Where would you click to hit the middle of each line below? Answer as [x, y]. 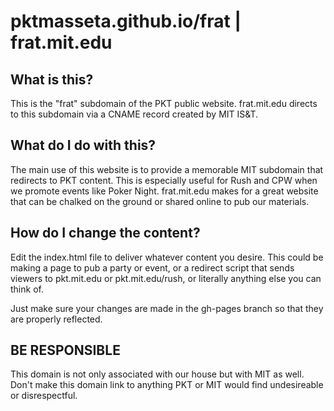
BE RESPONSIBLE [65, 350]
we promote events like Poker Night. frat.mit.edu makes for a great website [164, 191]
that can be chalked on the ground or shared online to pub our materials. [160, 201]
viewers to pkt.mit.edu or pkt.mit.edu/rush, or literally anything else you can [166, 278]
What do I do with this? [83, 145]
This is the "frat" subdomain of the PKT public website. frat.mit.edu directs [164, 103]
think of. [27, 289]
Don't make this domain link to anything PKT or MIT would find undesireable [167, 385]
